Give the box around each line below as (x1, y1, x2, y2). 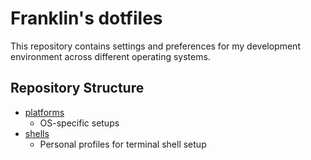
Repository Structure (10, 80, 145, 97)
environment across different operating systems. (10, 50, 211, 62)
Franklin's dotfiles (10, 7, 163, 30)
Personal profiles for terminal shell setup (39, 138, 207, 150)
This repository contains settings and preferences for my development (10, 40, 301, 52)
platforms (24, 106, 65, 118)
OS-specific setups (39, 117, 120, 129)
